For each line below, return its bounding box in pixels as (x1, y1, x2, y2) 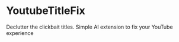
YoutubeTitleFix (6, 4, 85, 17)
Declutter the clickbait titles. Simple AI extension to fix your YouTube (6, 23, 173, 30)
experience (6, 29, 34, 36)
